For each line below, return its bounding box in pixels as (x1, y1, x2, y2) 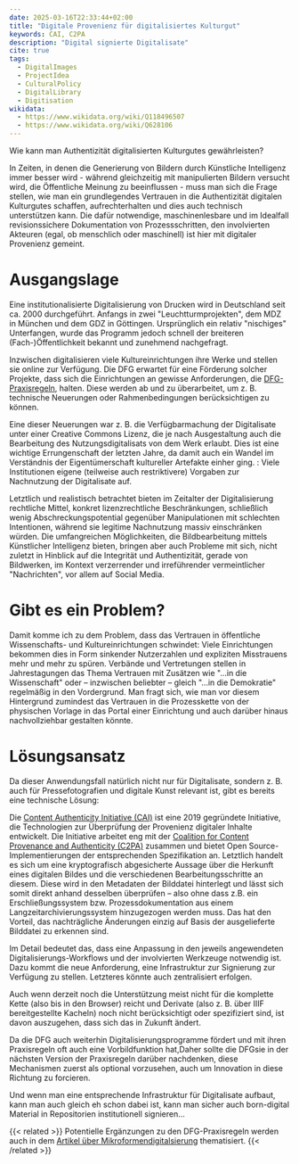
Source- (248, 840, 279, 851)
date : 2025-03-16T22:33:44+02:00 (9, 12, 133, 22)
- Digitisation (17, 95, 74, 105)
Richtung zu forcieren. (9, 1072, 91, 1083)
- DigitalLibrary (17, 87, 82, 96)
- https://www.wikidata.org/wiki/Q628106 (17, 121, 174, 130)
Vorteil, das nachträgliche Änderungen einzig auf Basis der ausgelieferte (9, 916, 276, 927)
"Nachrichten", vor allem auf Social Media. (9, 568, 165, 580)
